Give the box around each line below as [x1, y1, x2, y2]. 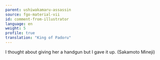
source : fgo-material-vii [5, 12, 60, 17]
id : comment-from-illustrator [5, 16, 69, 21]
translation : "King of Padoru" [5, 35, 71, 40]
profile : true [5, 30, 35, 35]
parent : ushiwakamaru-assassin [5, 7, 71, 12]
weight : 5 [5, 26, 26, 31]
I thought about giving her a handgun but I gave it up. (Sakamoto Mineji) [5, 48, 155, 55]
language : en [5, 21, 33, 26]
